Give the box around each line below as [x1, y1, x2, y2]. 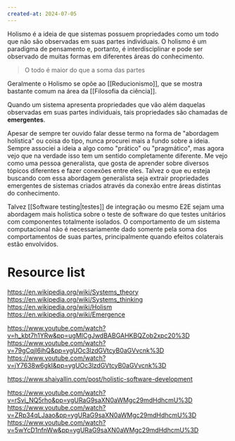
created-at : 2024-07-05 [7, 10, 77, 18]
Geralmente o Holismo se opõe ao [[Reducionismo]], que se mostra [7, 79, 203, 88]
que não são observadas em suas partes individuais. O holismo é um [7, 37, 207, 46]
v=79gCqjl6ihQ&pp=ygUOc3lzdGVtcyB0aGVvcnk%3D [7, 346, 165, 354]
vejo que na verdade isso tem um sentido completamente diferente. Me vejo [7, 151, 228, 160]
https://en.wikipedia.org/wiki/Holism [7, 302, 113, 311]
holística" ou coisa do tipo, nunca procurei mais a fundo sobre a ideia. [7, 136, 210, 145]
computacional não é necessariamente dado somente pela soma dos [7, 224, 208, 233]
